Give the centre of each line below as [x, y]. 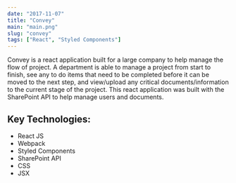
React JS [31, 136]
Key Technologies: [49, 119]
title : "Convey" [31, 20]
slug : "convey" [30, 33]
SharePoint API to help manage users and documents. [86, 97]
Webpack [31, 143]
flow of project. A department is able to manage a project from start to [109, 67]
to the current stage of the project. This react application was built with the [116, 90]
